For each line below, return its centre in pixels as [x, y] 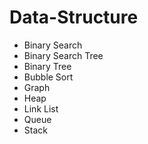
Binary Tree [47, 66]
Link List [41, 108]
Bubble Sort [48, 77]
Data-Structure [74, 17]
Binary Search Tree [63, 55]
